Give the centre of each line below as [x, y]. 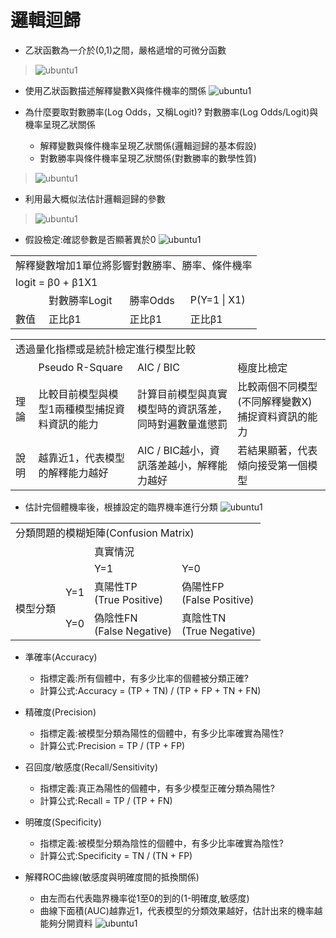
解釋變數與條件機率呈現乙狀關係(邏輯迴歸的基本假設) [148, 145]
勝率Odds [152, 300]
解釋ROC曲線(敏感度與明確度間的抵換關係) [112, 877]
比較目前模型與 [73, 394]
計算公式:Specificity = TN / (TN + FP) [116, 855]
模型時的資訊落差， [182, 409]
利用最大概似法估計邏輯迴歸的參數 [95, 198]
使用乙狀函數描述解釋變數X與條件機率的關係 [115, 90]
